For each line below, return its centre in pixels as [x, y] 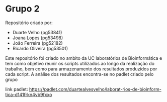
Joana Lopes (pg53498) [38, 38]
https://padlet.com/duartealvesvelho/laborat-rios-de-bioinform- [95, 89]
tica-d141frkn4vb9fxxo [29, 94]
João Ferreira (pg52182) [37, 43]
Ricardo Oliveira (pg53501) [40, 48]
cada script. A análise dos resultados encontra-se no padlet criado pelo [79, 74]
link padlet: [17, 89]
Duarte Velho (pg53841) [37, 32]
